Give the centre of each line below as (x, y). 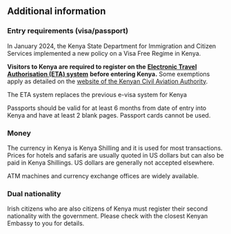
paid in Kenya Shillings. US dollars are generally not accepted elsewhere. (111, 162)
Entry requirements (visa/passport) (68, 31)
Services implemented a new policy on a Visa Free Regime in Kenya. (104, 53)
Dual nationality (34, 193)
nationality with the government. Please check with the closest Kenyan (108, 216)
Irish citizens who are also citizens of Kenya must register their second (108, 209)
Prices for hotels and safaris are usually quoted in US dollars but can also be (115, 155)
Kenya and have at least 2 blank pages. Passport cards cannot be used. (109, 115)
